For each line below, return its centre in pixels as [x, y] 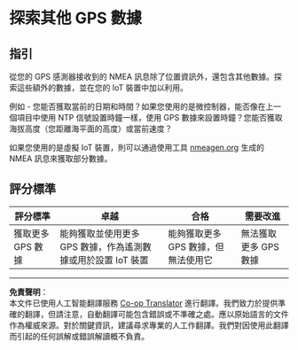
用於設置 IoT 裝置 [113, 260]
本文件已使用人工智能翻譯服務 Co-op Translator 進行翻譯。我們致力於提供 [144, 303]
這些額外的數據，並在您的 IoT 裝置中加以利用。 [102, 88]
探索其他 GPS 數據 [75, 18]
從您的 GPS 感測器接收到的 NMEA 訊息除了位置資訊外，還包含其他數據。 [142, 77]
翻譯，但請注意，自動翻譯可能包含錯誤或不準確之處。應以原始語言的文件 [157, 314]
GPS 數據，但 [196, 246]
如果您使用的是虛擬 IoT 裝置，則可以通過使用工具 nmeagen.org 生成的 [137, 148]
